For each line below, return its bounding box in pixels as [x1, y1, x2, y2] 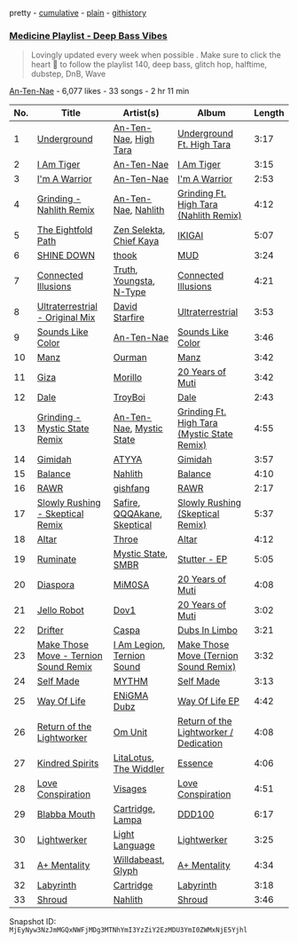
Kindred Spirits [36, 758, 99, 770]
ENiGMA [113, 689, 149, 702]
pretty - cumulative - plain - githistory [9, 8, 147, 18]
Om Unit [113, 727, 148, 739]
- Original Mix [36, 311, 96, 324]
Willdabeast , [113, 853, 166, 866]
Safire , [113, 497, 141, 509]
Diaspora [36, 578, 75, 591]
